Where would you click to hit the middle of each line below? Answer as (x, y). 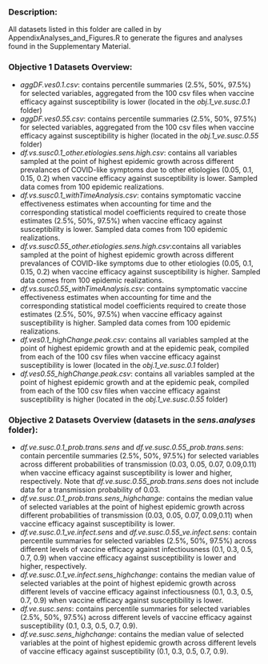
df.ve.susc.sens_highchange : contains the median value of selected (132, 634)
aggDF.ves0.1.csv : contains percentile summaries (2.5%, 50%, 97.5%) (135, 84)
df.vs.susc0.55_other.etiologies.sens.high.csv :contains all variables (130, 246)
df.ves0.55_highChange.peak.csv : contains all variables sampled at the (137, 374)
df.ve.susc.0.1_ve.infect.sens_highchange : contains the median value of (138, 574)
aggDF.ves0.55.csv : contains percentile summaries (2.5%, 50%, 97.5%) (138, 118)
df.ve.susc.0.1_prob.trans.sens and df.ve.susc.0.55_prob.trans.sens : (132, 447)
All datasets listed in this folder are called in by (85, 30)
